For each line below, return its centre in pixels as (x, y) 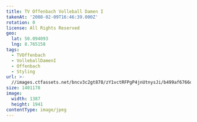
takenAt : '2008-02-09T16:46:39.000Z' (52, 17)
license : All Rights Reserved (43, 28)
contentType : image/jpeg (36, 110)
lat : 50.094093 (30, 39)
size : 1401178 (23, 88)
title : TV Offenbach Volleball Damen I (55, 11)
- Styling (23, 72)
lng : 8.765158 (28, 45)
